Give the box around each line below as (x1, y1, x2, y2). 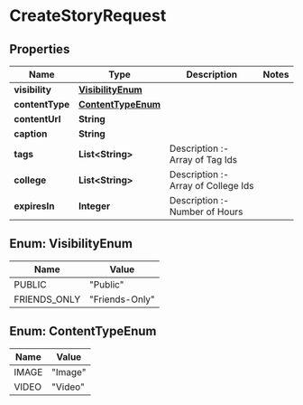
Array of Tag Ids (169, 154, 237, 165)
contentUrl (14, 113, 61, 125)
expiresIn (14, 200, 55, 212)
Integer (78, 200, 111, 212)
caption (14, 127, 48, 140)
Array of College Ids (169, 180, 254, 192)
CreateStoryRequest (9, 5, 167, 26)
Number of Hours (169, 205, 243, 218)
